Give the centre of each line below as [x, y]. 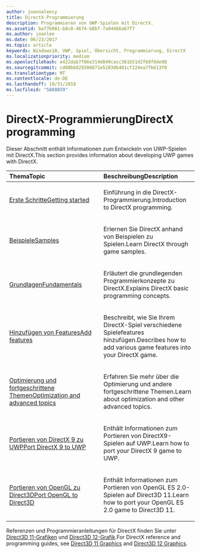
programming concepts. [137, 295]
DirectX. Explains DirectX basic [146, 288]
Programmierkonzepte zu [139, 280]
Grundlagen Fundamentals [46, 284]
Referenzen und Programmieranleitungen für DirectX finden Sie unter [92, 530]
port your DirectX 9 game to [143, 451]
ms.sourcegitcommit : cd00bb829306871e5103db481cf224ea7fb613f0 [87, 67]
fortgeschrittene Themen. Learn [147, 391]
